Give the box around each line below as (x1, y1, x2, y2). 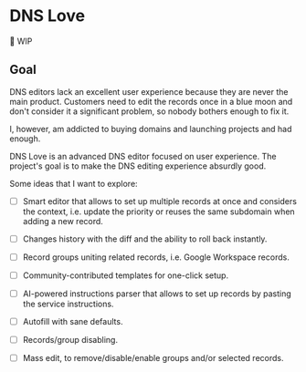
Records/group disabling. (22, 335, 119, 346)
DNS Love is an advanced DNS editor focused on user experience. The (9, 150, 277, 161)
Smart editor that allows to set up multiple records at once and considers (22, 195, 297, 206)
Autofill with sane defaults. (22, 316, 123, 327)
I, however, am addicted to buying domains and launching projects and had (9, 123, 292, 134)
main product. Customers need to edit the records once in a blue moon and (9, 96, 293, 107)
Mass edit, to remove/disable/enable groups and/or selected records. (22, 353, 284, 364)
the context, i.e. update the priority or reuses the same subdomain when (22, 206, 295, 217)
